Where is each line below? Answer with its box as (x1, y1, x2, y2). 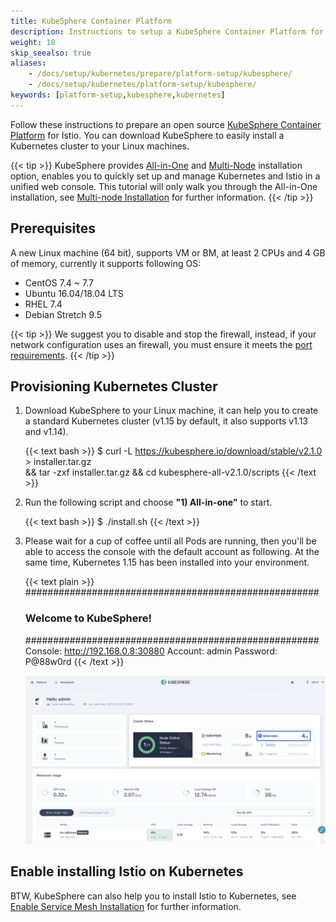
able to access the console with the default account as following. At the (24, 546, 320, 558)
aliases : (10, 58, 47, 69)
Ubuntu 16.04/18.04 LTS (24, 287, 124, 299)
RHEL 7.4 (24, 298, 63, 310)
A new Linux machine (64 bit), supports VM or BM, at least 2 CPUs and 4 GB (10, 246, 326, 259)
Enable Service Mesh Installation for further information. (10, 900, 242, 912)
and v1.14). (24, 426, 69, 438)
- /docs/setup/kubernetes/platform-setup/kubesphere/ (28, 80, 257, 90)
